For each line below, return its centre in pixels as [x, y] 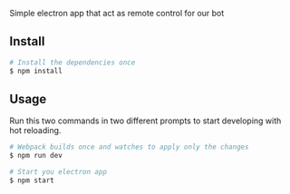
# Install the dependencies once [72, 63]
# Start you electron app [58, 172]
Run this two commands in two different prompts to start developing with [145, 121]
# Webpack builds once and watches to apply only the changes [129, 147]
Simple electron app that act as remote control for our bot [117, 13]
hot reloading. [35, 131]
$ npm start [32, 180]
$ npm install [36, 71]
